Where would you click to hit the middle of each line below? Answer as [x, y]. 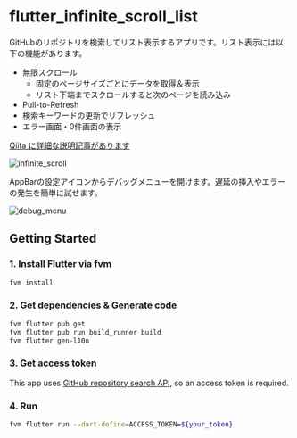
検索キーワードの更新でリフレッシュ [89, 115]
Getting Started [53, 239]
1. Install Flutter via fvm [61, 264]
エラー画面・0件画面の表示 [72, 126]
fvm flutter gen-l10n [49, 341]
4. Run [24, 406]
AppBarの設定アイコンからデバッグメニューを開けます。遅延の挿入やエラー [147, 181]
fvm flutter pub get [48, 324]
